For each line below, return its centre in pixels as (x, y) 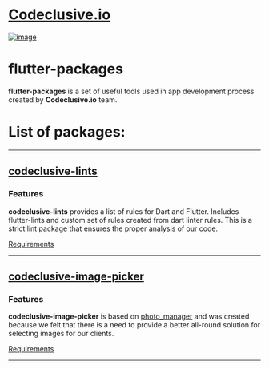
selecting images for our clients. (61, 334)
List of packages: (67, 132)
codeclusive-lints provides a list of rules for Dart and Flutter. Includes (124, 211)
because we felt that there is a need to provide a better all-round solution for (134, 325)
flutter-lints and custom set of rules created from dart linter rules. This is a (130, 220)
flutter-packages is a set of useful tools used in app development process (131, 91)
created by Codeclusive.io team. (63, 99)
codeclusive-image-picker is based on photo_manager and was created (129, 316)
